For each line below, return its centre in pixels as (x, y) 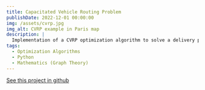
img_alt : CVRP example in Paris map (53, 29)
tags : (13, 46)
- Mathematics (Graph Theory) (50, 63)
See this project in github (38, 80)
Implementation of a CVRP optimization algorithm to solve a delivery (103, 40)
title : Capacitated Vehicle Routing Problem (64, 12)
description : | (26, 35)
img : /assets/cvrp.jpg (35, 23)
